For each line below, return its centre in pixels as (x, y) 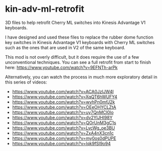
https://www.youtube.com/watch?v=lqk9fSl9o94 (61, 143)
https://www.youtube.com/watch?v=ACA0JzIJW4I (63, 91)
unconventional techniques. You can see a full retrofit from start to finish (78, 62)
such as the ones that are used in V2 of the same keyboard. (65, 47)
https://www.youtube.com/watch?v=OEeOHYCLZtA (64, 107)
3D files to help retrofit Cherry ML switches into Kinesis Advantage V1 (75, 22)
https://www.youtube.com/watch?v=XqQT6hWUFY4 (65, 97)
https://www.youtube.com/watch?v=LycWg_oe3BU (63, 128)
